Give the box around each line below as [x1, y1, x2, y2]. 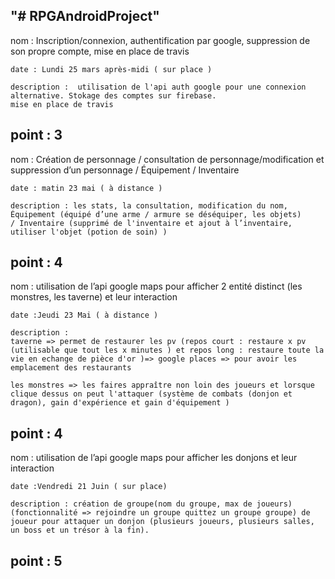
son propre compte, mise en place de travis [10, 45, 190, 57]
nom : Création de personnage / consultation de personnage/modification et [10, 153, 325, 165]
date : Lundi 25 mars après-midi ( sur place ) [10, 64, 213, 74]
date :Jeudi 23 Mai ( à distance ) [10, 310, 159, 321]
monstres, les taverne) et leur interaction [10, 291, 178, 303]
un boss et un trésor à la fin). [10, 525, 150, 536]
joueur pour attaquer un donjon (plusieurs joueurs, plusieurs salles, [10, 517, 315, 527]
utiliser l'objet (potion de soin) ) [10, 227, 168, 237]
